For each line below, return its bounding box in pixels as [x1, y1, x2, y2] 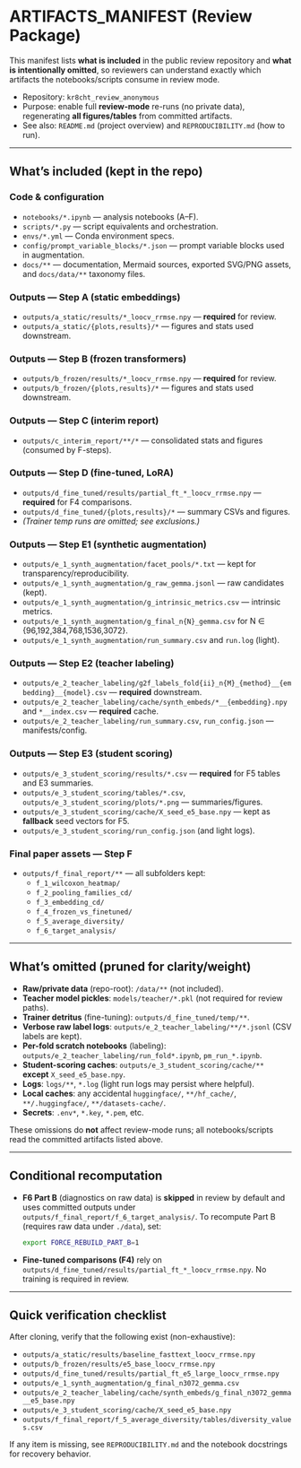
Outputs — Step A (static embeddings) [9, 291, 181, 303]
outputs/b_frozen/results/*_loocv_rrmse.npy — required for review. [21, 373, 277, 384]
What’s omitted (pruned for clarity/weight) [9, 960, 252, 975]
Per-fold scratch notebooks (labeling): [21, 1040, 167, 1051]
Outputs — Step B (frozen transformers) [9, 352, 186, 365]
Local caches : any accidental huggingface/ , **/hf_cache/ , [21, 1088, 237, 1099]
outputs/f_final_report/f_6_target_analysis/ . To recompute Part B [21, 1211, 276, 1221]
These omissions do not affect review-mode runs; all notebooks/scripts [9, 1124, 274, 1135]
